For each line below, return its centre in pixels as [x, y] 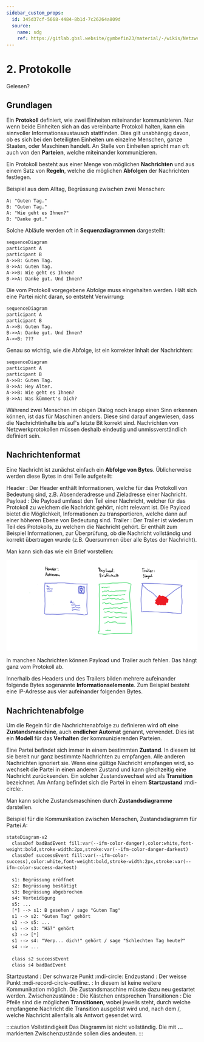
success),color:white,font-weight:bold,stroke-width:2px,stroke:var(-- [99, 862]
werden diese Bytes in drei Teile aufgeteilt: [59, 476]
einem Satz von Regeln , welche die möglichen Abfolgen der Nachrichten [98, 170]
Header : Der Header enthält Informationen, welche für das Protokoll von [97, 488]
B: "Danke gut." [27, 219]
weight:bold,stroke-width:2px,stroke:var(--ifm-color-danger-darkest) [97, 850]
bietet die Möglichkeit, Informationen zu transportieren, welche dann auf [97, 514]
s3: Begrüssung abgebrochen [47, 892]
